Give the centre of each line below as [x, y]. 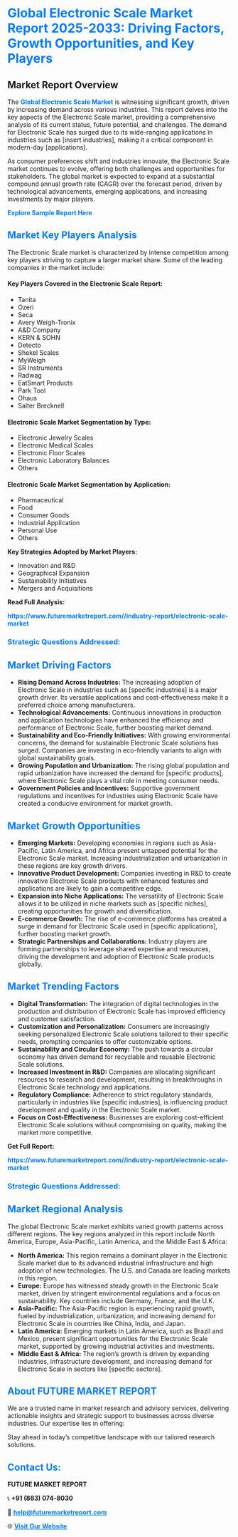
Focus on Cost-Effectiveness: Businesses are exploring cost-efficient [120, 1117]
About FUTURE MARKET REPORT [82, 1391]
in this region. [38, 1278]
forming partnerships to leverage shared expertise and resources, [114, 948]
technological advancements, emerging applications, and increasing [107, 191]
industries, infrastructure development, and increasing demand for [115, 1361]
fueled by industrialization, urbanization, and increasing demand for [117, 1315]
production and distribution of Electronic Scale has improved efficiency [121, 1011]
